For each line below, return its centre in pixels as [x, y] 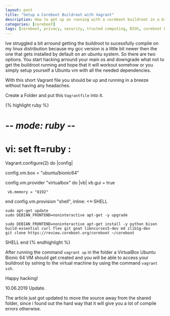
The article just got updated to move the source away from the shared [78, 298]
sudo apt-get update [27, 211]
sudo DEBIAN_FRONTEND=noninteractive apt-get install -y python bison [81, 224]
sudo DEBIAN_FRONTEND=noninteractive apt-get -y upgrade [67, 215]
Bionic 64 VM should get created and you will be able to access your [77, 258]
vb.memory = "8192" [28, 192]
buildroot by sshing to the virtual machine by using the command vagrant [81, 263]
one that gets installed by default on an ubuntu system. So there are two [80, 54]
